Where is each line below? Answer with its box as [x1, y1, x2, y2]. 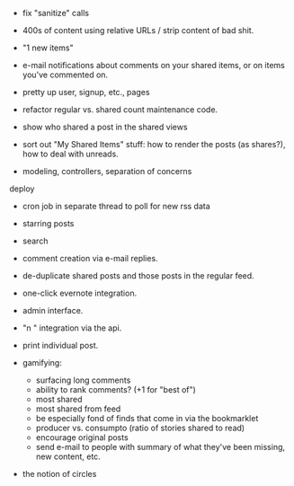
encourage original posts [35, 432, 129, 443]
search [22, 235, 49, 246]
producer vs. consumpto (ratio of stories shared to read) [35, 422, 245, 433]
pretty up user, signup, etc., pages [22, 87, 150, 97]
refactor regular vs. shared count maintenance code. [22, 104, 218, 115]
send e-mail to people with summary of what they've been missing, [35, 442, 286, 452]
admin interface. [22, 305, 84, 315]
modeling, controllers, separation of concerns [22, 166, 192, 176]
